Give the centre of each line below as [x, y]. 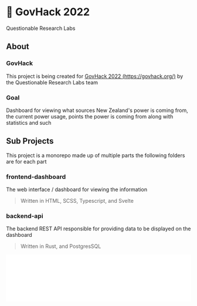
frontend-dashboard [36, 176]
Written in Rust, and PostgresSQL [61, 246]
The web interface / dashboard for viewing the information [77, 189]
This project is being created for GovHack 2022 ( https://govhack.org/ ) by [95, 76]
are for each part [26, 161]
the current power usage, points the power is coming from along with [90, 116]
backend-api [25, 216]
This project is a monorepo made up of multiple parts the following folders [96, 155]
